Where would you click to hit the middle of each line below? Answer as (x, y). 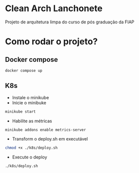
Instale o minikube (30, 97)
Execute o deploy (30, 157)
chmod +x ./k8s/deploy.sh (31, 148)
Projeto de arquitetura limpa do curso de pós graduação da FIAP (70, 22)
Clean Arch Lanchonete (54, 9)
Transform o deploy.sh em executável (50, 139)
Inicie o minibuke (29, 103)
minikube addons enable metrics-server (46, 130)
